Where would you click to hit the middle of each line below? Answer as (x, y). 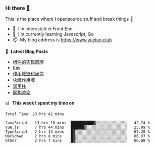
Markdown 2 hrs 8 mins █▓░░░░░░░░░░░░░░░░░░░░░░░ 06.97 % (78, 136)
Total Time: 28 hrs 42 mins (35, 114)
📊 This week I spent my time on (40, 103)
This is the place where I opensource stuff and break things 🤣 (69, 19)
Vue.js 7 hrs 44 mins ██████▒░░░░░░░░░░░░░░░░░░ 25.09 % (78, 128)
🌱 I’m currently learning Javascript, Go (53, 34)
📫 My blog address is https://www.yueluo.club (62, 40)
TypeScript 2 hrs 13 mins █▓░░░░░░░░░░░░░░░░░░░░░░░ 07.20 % (78, 132)
